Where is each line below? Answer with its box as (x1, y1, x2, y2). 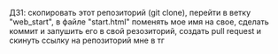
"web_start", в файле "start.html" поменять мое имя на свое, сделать (9, 17, 270, 27)
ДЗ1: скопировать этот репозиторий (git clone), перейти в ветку (9, 8, 251, 17)
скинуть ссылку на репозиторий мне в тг (9, 35, 166, 45)
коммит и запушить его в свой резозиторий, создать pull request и (9, 26, 262, 36)
